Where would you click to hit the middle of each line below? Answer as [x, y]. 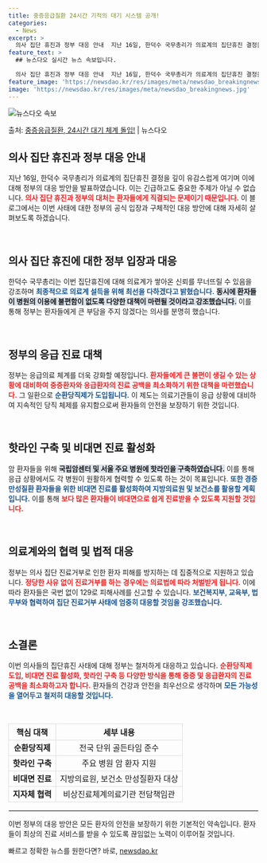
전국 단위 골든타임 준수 [119, 748]
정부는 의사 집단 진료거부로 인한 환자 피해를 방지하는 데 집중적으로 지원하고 [124, 572]
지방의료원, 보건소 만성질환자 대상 [119, 779]
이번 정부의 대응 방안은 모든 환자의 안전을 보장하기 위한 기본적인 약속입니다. [125, 824]
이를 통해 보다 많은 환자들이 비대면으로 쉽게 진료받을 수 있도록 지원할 [136, 498]
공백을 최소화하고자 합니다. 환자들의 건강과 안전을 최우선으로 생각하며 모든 [122, 685]
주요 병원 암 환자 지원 [119, 763]
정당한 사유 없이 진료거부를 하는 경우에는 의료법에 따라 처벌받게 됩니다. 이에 [140, 582]
